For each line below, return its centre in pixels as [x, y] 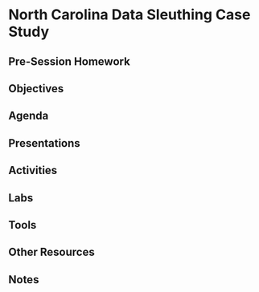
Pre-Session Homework [69, 61]
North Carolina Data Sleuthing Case [129, 15]
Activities [33, 170]
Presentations [44, 143]
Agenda [29, 116]
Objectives [36, 89]
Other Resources [51, 252]
